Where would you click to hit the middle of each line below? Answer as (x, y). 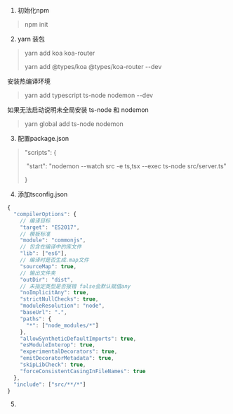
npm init (36, 24)
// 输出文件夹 (38, 273)
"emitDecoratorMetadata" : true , (67, 358)
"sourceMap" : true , (48, 266)
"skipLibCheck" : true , (53, 365)
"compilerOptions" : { (45, 214)
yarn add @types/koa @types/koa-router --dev (93, 67)
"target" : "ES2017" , (50, 227)
